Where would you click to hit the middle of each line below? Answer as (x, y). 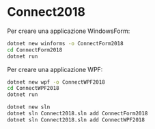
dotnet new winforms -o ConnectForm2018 (66, 43)
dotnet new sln (29, 107)
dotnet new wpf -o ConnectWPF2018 (56, 82)
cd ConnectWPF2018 (33, 89)
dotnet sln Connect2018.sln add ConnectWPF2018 (76, 120)
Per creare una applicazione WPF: (55, 69)
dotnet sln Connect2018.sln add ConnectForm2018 (77, 114)
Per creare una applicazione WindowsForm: (69, 31)
